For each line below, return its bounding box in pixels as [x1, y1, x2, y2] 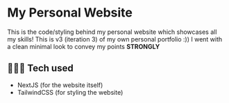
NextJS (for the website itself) [17, 81, 103, 89]
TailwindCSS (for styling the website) [17, 88, 124, 96]
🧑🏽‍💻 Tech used [7, 62, 74, 74]
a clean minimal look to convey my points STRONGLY [7, 42, 160, 50]
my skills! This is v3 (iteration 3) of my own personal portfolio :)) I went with [7, 35, 223, 43]
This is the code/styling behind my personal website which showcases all [7, 28, 217, 36]
